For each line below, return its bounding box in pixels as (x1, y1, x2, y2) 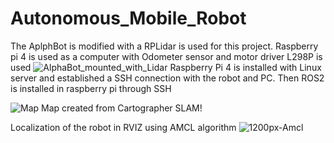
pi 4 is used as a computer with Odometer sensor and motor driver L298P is (10, 50, 323, 62)
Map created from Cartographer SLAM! (41, 102, 203, 114)
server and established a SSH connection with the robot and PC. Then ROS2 (10, 72, 325, 84)
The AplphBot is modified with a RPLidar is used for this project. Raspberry (10, 40, 319, 52)
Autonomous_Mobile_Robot (10, 7, 247, 30)
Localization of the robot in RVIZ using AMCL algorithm (10, 121, 237, 133)
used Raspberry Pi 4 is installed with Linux (10, 61, 322, 73)
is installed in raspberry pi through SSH (10, 82, 172, 94)
